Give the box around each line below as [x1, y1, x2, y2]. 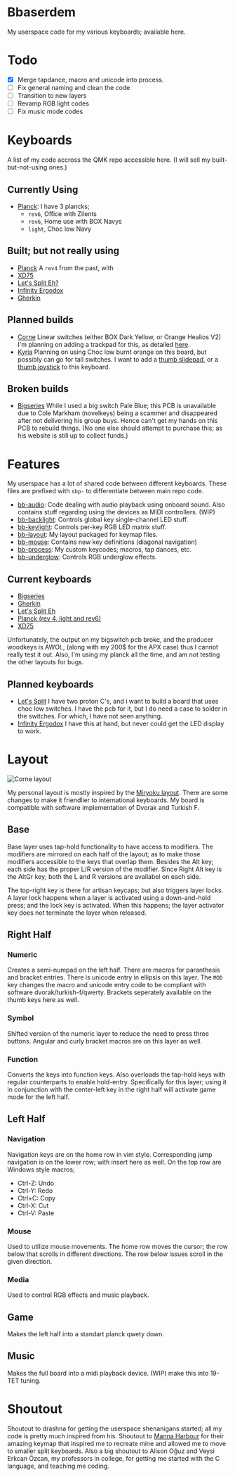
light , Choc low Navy [27, 224, 92, 233]
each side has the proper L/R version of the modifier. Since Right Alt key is [7, 865, 222, 873]
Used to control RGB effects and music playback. [7, 1291, 149, 1299]
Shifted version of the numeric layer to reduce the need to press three [7, 1029, 209, 1038]
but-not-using [7, 163, 48, 172]
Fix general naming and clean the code [17, 83, 130, 91]
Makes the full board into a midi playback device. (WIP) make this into [7, 1369, 209, 1377]
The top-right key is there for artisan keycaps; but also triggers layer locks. [7, 886, 224, 894]
